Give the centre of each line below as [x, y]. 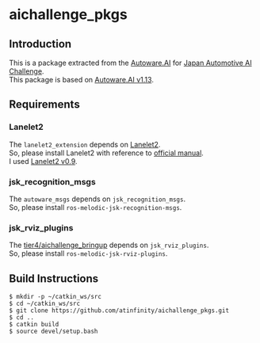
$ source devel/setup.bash [54, 332]
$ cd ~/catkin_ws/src [45, 304]
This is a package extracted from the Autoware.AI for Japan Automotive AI [130, 63]
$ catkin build [34, 325]
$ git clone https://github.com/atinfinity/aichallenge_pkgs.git [119, 311]
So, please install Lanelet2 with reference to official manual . [107, 153]
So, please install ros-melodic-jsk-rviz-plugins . [88, 253]
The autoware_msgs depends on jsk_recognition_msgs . [97, 199]
